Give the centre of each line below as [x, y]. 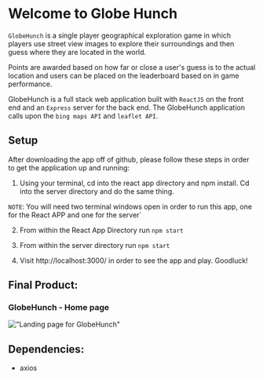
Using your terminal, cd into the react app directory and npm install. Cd [134, 183]
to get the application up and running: [69, 168]
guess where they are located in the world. [77, 52]
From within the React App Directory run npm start [101, 230]
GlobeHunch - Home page [59, 308]
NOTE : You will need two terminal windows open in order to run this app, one [130, 206]
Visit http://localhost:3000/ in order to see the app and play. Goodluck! [134, 261]
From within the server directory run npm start [95, 245]
